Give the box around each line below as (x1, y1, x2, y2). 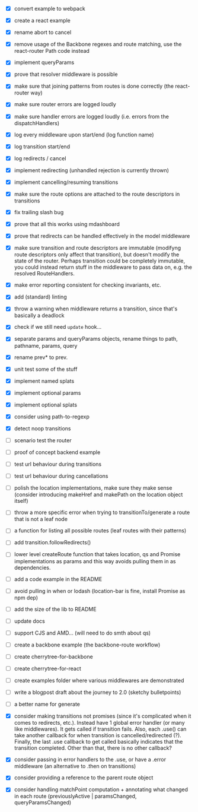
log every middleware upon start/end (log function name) (14, 131, 155, 138)
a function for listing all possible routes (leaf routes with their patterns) (14, 527, 187, 534)
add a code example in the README (14, 575, 103, 582)
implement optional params (14, 389, 81, 397)
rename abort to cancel (14, 29, 72, 36)
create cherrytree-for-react (14, 665, 81, 672)
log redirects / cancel (14, 154, 66, 162)
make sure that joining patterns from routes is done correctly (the (14, 83, 174, 90)
